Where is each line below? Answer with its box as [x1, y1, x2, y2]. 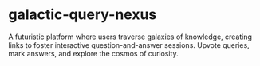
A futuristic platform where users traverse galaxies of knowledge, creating [8, 32, 253, 41]
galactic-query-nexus [8, 6, 157, 24]
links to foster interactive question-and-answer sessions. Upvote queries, [8, 40, 250, 49]
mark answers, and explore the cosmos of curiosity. [8, 49, 179, 58]
